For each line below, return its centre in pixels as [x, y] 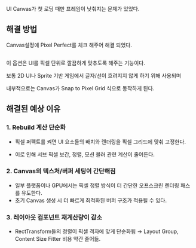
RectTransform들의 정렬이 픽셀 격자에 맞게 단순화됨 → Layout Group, [97, 231]
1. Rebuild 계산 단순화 [36, 127]
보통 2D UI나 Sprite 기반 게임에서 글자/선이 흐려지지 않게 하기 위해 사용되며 [94, 75]
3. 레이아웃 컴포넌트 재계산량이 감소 [54, 217]
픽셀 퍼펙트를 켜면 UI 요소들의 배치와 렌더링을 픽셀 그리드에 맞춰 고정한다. [100, 142]
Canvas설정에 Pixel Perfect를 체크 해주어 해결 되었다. [69, 45]
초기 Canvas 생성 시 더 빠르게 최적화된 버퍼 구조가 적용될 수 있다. [91, 200]
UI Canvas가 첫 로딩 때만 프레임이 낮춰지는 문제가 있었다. [73, 9]
